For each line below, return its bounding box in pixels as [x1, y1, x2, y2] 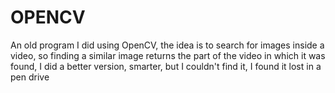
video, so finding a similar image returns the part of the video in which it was [10, 49, 326, 61]
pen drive [10, 71, 50, 83]
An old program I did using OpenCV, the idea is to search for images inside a [10, 39, 325, 51]
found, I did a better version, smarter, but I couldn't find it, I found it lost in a [10, 60, 322, 72]
